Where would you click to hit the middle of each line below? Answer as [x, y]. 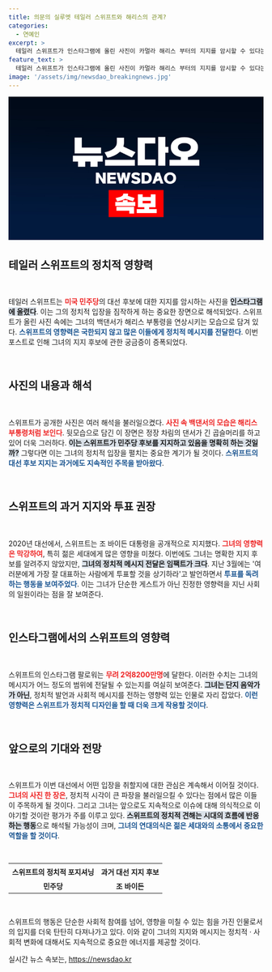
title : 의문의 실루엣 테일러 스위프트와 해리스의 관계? [87, 17]
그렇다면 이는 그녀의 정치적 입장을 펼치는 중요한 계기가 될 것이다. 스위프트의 [140, 453]
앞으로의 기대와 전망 [55, 748]
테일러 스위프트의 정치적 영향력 [81, 264]
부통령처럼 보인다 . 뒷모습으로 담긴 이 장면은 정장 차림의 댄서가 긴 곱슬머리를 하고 [134, 433]
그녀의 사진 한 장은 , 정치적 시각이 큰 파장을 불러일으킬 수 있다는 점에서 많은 [125, 795]
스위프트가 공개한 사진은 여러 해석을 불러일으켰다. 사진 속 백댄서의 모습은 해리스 [133, 422]
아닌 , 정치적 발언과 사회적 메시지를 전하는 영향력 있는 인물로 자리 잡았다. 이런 [137, 695]
